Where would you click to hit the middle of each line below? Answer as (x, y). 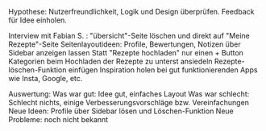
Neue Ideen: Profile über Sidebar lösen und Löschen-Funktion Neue (121, 111)
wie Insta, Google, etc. (46, 78)
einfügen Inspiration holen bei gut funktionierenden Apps (163, 70)
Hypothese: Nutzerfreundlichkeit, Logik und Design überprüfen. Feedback (131, 12)
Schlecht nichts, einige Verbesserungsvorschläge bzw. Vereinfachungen (129, 102)
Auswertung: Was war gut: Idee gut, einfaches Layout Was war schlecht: (129, 94)
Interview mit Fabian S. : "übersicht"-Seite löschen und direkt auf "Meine (129, 36)
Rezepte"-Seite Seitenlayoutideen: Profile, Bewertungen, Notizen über (125, 44)
